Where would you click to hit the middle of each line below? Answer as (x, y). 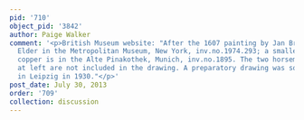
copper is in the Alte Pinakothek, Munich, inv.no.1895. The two (143, 60)
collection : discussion (54, 102)
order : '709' (34, 93)
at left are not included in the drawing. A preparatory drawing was (151, 69)
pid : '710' (30, 18)
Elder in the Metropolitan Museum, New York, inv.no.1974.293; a (143, 51)
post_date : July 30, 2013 (58, 85)
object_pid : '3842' (46, 26)
